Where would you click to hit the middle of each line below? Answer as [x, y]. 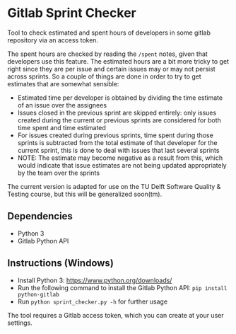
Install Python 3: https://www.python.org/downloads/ [95, 280]
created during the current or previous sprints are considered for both [119, 120]
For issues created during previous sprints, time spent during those [115, 135]
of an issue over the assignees [62, 105]
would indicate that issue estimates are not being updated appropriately [122, 165]
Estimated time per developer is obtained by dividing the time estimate [120, 98]
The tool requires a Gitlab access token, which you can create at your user [116, 315]
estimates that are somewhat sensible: [63, 83]
